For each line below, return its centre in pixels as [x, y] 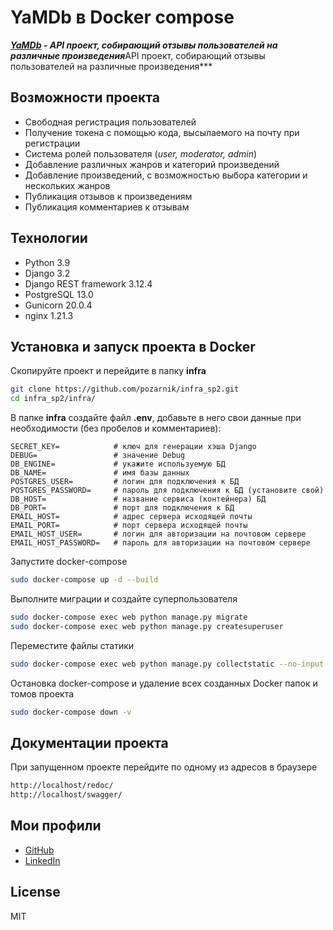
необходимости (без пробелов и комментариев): [116, 428]
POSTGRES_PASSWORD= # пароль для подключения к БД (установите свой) [167, 491]
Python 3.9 [47, 262]
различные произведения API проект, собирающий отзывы [138, 55]
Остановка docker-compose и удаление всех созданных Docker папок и [164, 683]
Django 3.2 [47, 273]
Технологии [49, 238]
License [35, 892]
